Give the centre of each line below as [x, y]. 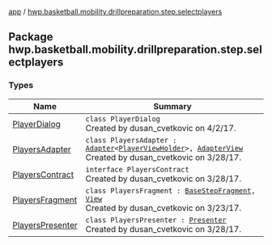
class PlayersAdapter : [131, 140]
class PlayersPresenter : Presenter [156, 220]
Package [31, 37]
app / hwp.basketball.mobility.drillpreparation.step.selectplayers [115, 12]
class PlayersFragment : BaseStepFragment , [170, 190]
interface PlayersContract [137, 169]
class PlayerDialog [123, 119]
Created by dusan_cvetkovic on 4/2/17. [161, 128]
